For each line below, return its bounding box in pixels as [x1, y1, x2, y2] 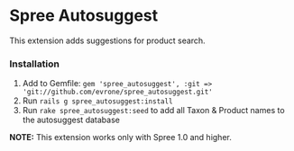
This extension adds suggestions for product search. [9, 35, 206, 46]
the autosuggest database [22, 114, 120, 126]
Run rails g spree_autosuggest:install [22, 95, 173, 106]
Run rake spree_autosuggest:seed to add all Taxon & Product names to [22, 105, 286, 116]
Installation [9, 58, 60, 70]
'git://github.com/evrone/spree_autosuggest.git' [22, 87, 214, 97]
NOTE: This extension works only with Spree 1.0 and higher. [9, 132, 232, 143]
